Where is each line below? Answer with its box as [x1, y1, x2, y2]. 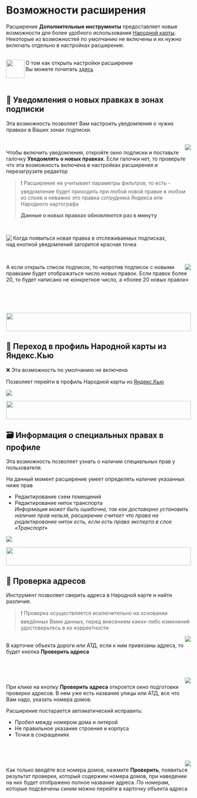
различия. [6, 598, 31, 605]
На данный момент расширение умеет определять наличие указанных [6, 475, 185, 482]
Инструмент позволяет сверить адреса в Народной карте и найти [6, 592, 172, 599]
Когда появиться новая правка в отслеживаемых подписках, [13, 234, 167, 242]
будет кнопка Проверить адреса [6, 648, 90, 655]
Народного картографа [20, 200, 79, 207]
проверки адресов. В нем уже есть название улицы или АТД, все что [6, 690, 180, 697]
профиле [6, 442, 41, 452]
